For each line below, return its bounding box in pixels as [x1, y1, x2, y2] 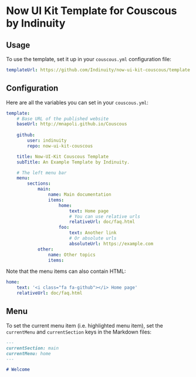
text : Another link [69, 230, 117, 236]
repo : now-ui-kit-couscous [27, 143, 93, 149]
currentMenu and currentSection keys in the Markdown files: [6, 328, 151, 335]
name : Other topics [48, 252, 96, 258]
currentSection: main [6, 345, 59, 351]
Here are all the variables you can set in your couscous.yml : [6, 99, 148, 106]
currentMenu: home [6, 351, 51, 356]
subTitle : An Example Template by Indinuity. [16, 159, 130, 165]
